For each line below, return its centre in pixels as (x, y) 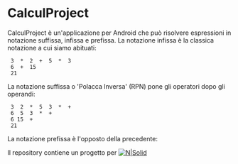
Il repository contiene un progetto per (62, 152)
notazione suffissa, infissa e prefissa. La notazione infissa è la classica (111, 40)
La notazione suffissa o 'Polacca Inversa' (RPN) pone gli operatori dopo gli (116, 86)
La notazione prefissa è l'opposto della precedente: (83, 138)
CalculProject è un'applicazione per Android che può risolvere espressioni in (119, 33)
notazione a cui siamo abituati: (52, 48)
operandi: (21, 94)
